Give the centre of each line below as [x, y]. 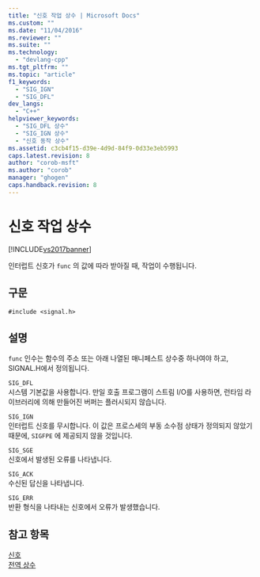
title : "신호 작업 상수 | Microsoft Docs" [74, 15]
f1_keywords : [30, 82]
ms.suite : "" [30, 45]
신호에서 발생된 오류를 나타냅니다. [60, 460]
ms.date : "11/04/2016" [45, 30]
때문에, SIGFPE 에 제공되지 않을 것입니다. [70, 436]
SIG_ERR [21, 499]
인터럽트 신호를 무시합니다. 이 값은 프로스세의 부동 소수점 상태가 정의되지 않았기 [130, 426]
